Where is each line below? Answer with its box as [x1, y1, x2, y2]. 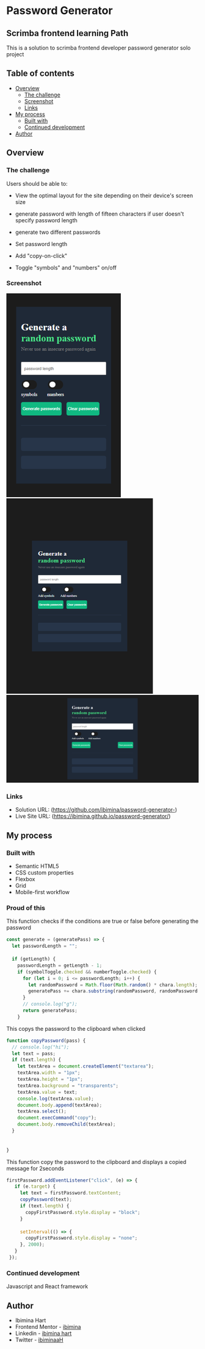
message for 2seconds [6, 1165, 64, 1172]
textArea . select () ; [17, 1108, 67, 1114]
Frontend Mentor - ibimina [15, 1323, 81, 1331]
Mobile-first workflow [15, 889, 70, 896]
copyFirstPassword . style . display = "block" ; [25, 1209, 140, 1215]
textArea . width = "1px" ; [17, 1070, 81, 1076]
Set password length [15, 240, 68, 247]
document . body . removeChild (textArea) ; [17, 1121, 116, 1127]
